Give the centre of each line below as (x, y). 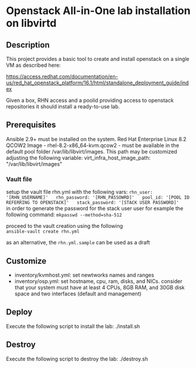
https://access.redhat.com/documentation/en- (62, 76)
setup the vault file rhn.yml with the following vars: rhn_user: (80, 192)
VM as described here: (34, 65)
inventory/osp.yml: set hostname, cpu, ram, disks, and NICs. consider (98, 281)
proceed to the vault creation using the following (64, 226)
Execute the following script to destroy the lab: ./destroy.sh (77, 359)
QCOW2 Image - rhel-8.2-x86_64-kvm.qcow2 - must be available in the (93, 145)
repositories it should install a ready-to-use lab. (63, 106)
